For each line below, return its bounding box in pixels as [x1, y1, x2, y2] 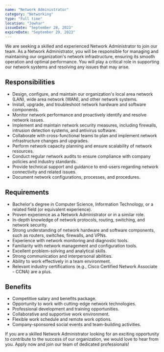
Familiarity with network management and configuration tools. [12, 243, 138, 248]
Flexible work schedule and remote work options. [12, 316, 112, 322]
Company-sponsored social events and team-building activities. [12, 322, 141, 328]
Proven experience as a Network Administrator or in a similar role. [12, 211, 145, 217]
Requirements [5, 188, 49, 197]
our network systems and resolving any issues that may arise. [5, 64, 130, 70]
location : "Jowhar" [5, 21, 45, 26]
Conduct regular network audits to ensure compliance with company [12, 153, 151, 159]
